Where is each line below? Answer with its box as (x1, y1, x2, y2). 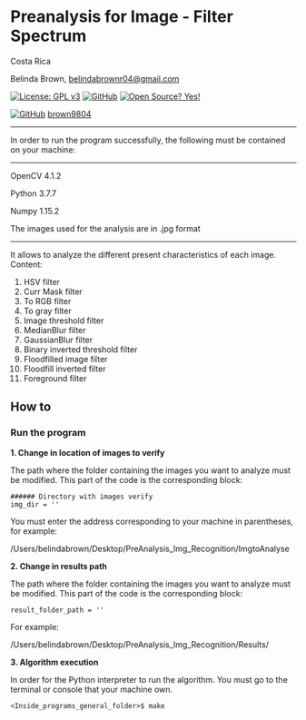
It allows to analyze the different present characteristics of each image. (10, 249, 276, 260)
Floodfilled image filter (23, 353, 108, 364)
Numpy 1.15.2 (10, 205, 60, 216)
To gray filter (23, 305, 72, 316)
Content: (10, 259, 44, 270)
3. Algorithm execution (10, 656, 99, 667)
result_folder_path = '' (10, 606, 104, 615)
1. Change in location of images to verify (10, 447, 165, 458)
